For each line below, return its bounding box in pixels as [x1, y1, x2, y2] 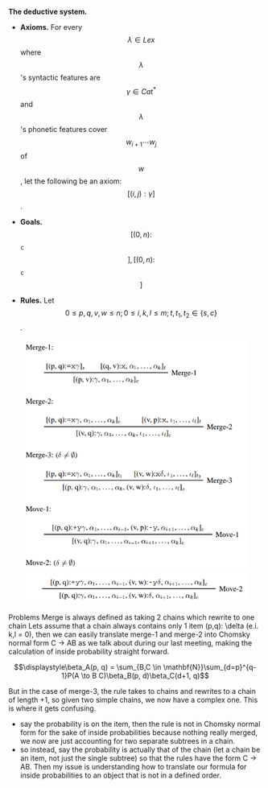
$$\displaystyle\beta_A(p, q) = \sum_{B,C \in [14, 662, 162, 672]
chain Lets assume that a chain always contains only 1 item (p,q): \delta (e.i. [8, 621, 259, 631]
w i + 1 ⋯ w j [126, 137, 157, 148]
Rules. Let [19, 295, 55, 305]
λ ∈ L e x [127, 35, 155, 44]
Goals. [19, 217, 43, 227]
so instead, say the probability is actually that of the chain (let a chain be [19, 745, 261, 755]
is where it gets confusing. [8, 703, 97, 713]
